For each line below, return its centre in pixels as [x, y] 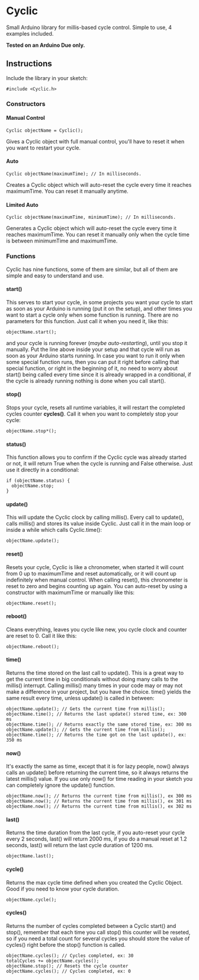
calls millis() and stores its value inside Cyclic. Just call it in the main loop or [99, 523]
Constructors [26, 104]
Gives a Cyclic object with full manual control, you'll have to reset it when [95, 141]
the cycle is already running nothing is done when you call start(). [86, 381]
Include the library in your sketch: [47, 78]
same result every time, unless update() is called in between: [80, 698]
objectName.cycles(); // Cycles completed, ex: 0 [69, 971]
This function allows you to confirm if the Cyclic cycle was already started [96, 457]
